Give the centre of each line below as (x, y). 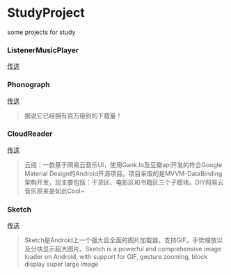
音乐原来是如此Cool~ (54, 191)
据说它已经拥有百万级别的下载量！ (73, 116)
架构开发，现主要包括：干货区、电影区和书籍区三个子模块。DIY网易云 (124, 182)
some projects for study (41, 32)
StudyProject (46, 13)
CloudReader (30, 134)
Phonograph (29, 85)
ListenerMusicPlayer (43, 50)
